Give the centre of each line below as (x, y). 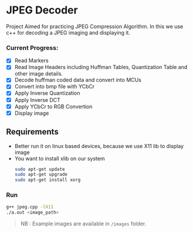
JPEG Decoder (42, 10)
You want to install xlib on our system (60, 158)
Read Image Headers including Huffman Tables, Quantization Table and (101, 67)
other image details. (39, 74)
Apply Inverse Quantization (47, 93)
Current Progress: (32, 47)
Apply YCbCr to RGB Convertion (53, 107)
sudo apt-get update (40, 169)
